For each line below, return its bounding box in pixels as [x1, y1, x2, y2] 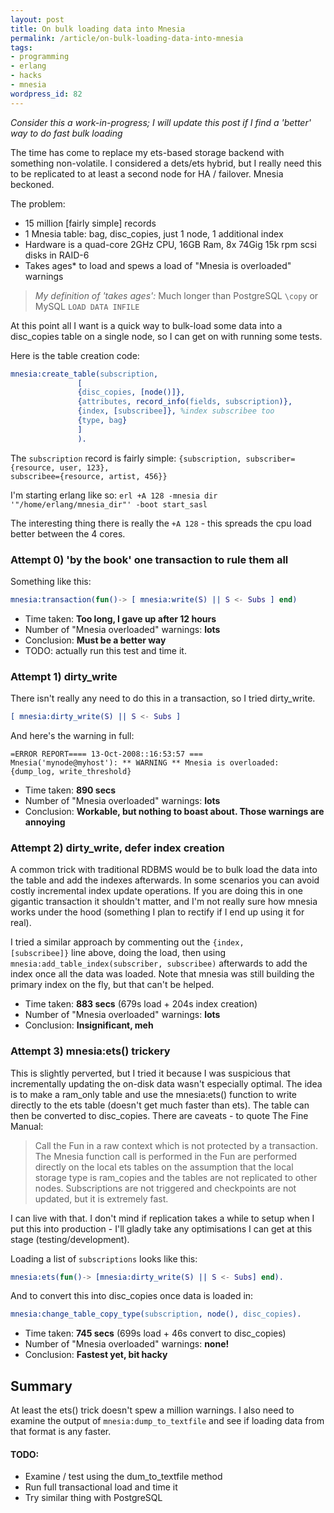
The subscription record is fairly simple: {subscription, [10, 452, 242, 464]
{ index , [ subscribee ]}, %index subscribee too [77, 406, 275, 416]
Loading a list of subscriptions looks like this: [10, 1252, 198, 1265]
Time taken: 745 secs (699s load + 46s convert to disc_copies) [24, 1327, 287, 1340]
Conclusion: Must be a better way [24, 634, 167, 646]
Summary [10, 1377, 73, 1395]
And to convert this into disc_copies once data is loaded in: [10, 1290, 254, 1302]
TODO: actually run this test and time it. [24, 644, 187, 656]
